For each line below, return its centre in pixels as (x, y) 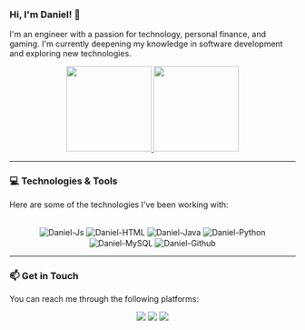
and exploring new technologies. (70, 54)
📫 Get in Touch (44, 275)
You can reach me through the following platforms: (104, 299)
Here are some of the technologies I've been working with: (119, 205)
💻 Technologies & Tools (64, 181)
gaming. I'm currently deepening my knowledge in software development (146, 44)
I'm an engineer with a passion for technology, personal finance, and (138, 35)
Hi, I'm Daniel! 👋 (45, 15)
